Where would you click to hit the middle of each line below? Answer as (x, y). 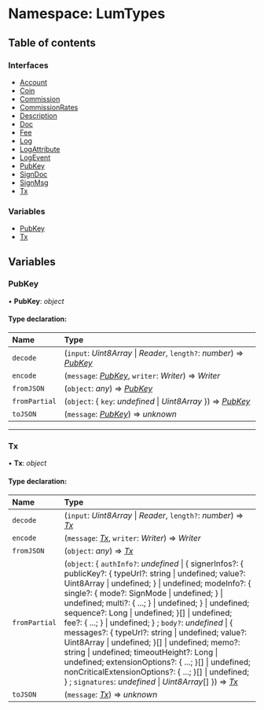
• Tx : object (27, 463)
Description (38, 116)
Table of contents (52, 43)
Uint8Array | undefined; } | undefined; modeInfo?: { (158, 583)
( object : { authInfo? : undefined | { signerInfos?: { (154, 564)
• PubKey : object (36, 301)
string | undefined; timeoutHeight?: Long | (141, 652)
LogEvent (35, 157)
